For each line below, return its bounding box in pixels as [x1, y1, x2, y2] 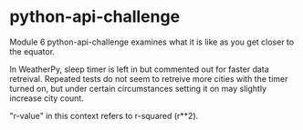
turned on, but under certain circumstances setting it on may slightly [9, 83, 267, 94]
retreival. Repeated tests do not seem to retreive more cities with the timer [9, 73, 288, 84]
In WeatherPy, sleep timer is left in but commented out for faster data [9, 64, 269, 75]
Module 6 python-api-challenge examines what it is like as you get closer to [9, 36, 295, 47]
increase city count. [9, 93, 84, 104]
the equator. [9, 45, 56, 56]
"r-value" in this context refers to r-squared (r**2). [9, 110, 199, 121]
